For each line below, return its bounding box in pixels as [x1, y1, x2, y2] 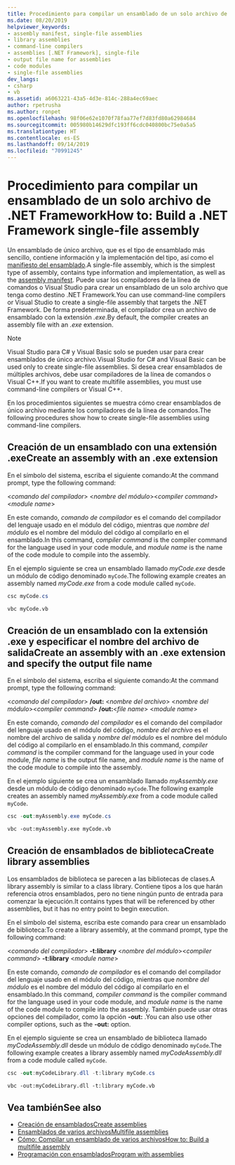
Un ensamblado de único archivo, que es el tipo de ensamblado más [7, 245, 206, 254]
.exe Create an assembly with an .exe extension [7, 453, 219, 464]
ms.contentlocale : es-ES [7, 134, 80, 141]
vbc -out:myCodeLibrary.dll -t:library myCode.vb [7, 1082, 156, 1089]
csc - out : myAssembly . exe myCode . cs [7, 813, 112, 820]
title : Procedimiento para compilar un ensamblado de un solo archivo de [7, 10, 228, 18]
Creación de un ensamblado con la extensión [7, 625, 208, 637]
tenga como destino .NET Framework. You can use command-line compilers [7, 290, 226, 299]
